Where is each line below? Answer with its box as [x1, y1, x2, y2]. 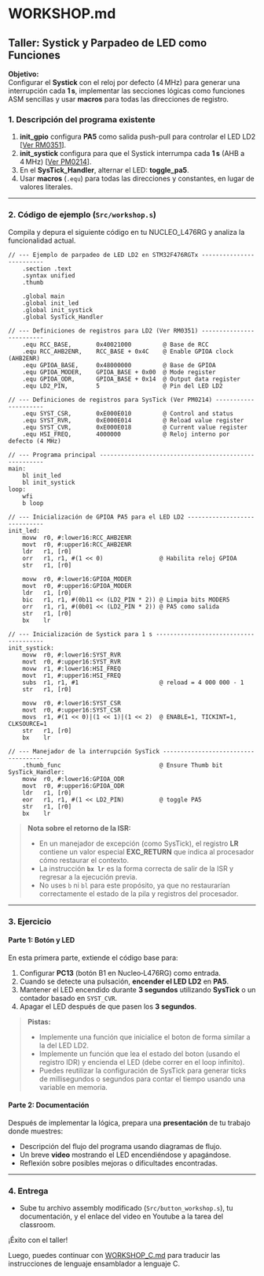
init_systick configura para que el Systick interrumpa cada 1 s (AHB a [19, 149, 245, 158]
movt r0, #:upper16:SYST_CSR [22, 706, 122, 714]
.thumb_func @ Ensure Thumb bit [22, 761, 223, 769]
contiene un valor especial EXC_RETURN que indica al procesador [38, 846, 255, 856]
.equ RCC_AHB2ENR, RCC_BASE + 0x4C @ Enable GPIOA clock [22, 348, 234, 355]
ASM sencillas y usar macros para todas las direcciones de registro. [8, 95, 229, 103]
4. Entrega [8, 1185, 49, 1196]
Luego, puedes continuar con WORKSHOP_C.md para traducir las [8, 1251, 221, 1260]
